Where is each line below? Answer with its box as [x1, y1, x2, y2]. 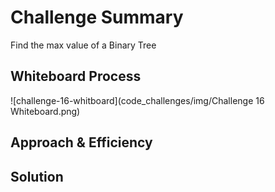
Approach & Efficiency [10, 134, 153, 151]
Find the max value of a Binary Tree [10, 39, 157, 51]
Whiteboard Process [10, 68, 142, 85]
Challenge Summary [10, 6, 184, 29]
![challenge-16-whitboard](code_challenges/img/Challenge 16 [10, 94, 265, 106]
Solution [10, 168, 64, 185]
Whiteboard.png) [10, 105, 81, 117]
